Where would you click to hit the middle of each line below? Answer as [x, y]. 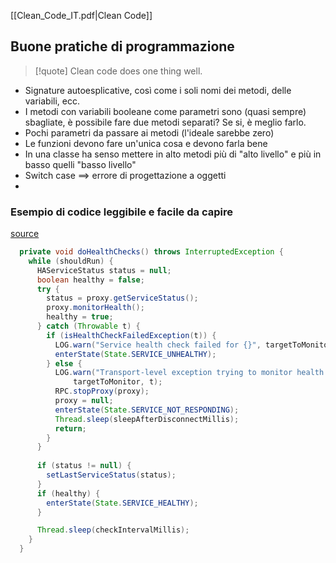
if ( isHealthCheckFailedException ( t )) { [131, 335]
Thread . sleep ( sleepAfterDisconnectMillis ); [147, 419]
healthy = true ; [80, 317]
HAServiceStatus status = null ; [104, 270]
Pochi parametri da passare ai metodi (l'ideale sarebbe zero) [149, 132]
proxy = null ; [84, 401]
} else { [64, 363]
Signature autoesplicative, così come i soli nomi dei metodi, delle [158, 90]
